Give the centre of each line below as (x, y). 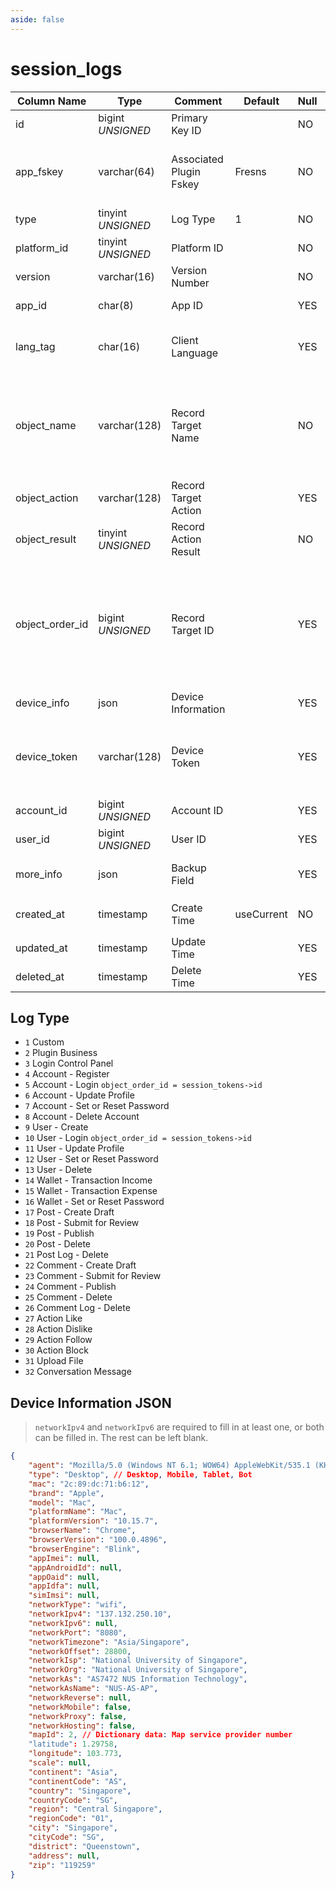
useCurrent (261, 914)
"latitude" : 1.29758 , (73, 1744)
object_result (46, 539)
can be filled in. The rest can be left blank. (121, 1438)
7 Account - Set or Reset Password (97, 1106)
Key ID (186, 130)
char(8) (116, 305)
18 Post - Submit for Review (82, 1223)
